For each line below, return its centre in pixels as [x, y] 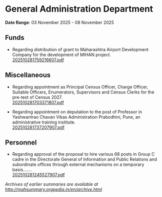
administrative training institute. [44, 122]
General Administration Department [79, 9]
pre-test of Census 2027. [37, 97]
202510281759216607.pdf [38, 60]
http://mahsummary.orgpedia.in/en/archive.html [54, 189]
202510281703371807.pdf [38, 102]
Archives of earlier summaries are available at [52, 184]
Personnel [21, 142]
